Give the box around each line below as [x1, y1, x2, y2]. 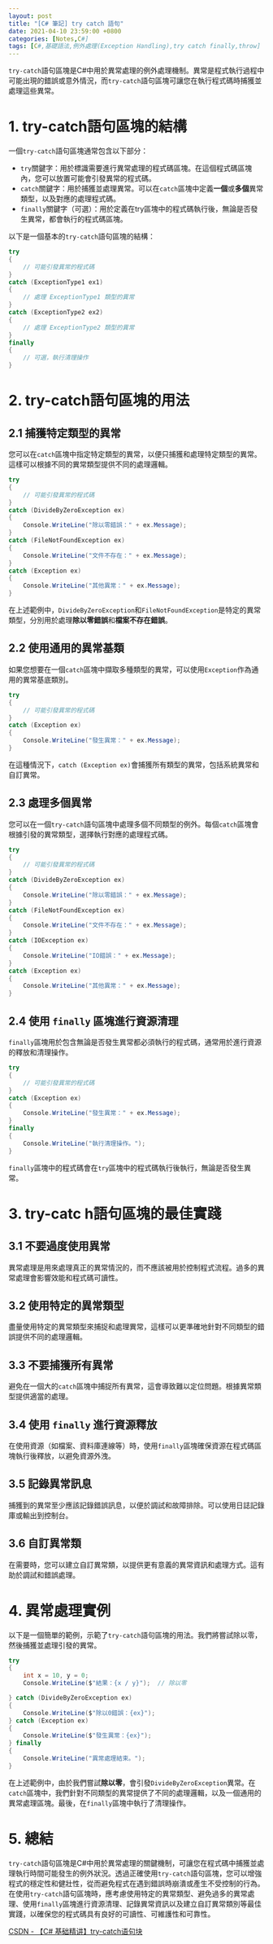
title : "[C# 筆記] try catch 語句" [8, 20, 124, 28]
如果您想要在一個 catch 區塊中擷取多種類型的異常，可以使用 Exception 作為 [8, 665, 252, 674]
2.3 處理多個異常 [8, 796, 93, 810]
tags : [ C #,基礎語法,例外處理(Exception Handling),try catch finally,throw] [8, 42, 262, 50]
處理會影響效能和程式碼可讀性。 [15, 1272, 123, 1283]
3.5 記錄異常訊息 [8, 1477, 93, 1491]
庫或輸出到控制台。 [8, 1510, 73, 1520]
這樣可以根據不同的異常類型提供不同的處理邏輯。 [8, 459, 172, 469]
